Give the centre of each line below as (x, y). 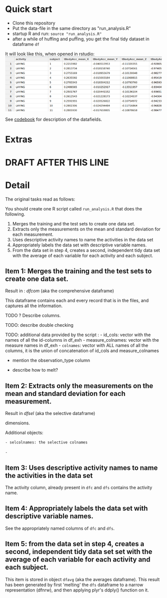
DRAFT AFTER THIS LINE (57, 162)
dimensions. (18, 423)
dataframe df (26, 44)
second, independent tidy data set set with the (79, 552)
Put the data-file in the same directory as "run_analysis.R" (72, 28)
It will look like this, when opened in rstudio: (50, 54)
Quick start (29, 9)
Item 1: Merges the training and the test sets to (79, 271)
